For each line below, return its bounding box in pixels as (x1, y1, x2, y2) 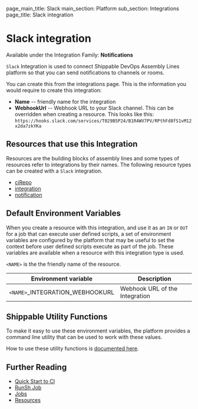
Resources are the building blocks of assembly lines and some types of (6, 154, 180, 161)
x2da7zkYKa (14, 123, 42, 129)
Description (137, 274, 171, 282)
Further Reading (6, 362, 67, 372)
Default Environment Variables (6, 209, 121, 219)
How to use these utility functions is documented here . (6, 345, 139, 352)
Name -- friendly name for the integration (14, 98, 116, 105)
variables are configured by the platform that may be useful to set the (6, 236, 175, 243)
